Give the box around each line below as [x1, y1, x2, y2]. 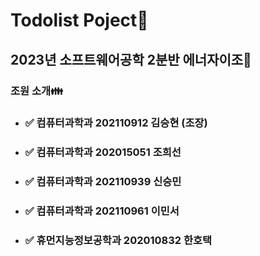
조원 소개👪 [10, 84, 64, 98]
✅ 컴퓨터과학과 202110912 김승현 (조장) [24, 116, 208, 130]
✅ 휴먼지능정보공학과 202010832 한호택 [24, 234, 213, 248]
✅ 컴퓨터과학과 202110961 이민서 [24, 204, 180, 218]
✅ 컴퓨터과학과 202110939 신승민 [24, 175, 182, 189]
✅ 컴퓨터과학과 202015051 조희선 [24, 145, 182, 159]
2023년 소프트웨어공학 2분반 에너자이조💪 [10, 51, 252, 68]
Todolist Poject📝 [10, 9, 149, 32]
